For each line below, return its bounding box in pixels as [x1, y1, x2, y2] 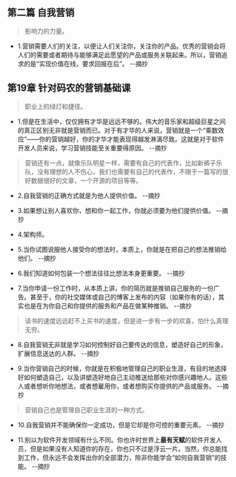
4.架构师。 [17, 230, 49, 238]
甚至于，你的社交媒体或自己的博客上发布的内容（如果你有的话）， [30, 292, 218, 301]
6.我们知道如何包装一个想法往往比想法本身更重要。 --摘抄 [17, 269, 185, 277]
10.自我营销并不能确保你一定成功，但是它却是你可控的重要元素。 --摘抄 [17, 421, 225, 429]
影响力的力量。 [24, 27, 68, 35]
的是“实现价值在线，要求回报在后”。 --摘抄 [23, 59, 148, 68]
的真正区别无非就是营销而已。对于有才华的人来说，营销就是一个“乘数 [17, 126, 218, 134]
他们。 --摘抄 [17, 253, 56, 262]
